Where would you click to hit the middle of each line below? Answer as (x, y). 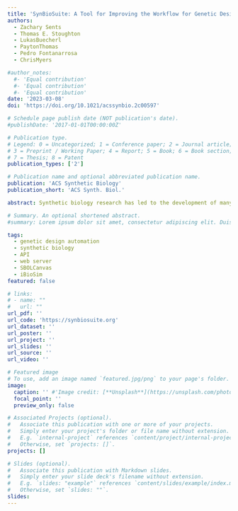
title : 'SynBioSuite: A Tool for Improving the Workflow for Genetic (112, 14)
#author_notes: (30, 73)
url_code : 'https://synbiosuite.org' (63, 320)
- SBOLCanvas (33, 268)
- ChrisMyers (33, 60)
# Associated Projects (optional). (60, 418)
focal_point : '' (38, 398)
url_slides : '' (30, 346)
